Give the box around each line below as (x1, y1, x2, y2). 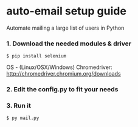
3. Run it (6, 102, 32, 110)
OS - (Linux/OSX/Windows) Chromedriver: (6, 63, 112, 71)
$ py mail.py (6, 115, 40, 122)
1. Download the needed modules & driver (6, 39, 132, 48)
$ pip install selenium (6, 53, 67, 59)
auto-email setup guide (6, 4, 126, 18)
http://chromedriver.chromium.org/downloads (6, 70, 122, 77)
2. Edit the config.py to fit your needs (6, 85, 119, 94)
